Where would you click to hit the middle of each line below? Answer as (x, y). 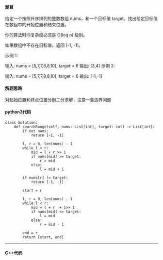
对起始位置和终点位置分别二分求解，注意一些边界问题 (58, 100)
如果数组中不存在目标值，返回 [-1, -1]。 (44, 45)
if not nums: (36, 131)
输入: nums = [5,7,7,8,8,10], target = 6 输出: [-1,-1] (54, 76)
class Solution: (21, 122)
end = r (30, 233)
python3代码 (18, 112)
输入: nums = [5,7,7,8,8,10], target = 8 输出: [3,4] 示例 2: (60, 66)
